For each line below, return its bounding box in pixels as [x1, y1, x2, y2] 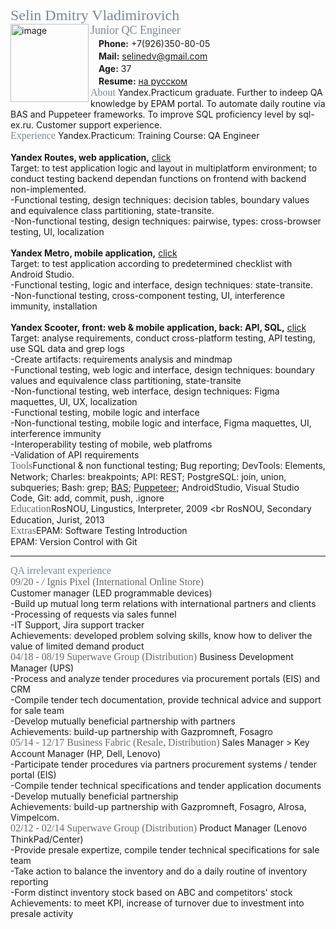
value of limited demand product [10, 640, 145, 652]
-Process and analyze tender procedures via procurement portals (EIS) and [10, 673, 321, 684]
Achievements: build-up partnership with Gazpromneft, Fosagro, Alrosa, [10, 801, 307, 812]
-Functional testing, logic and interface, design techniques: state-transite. [10, 279, 314, 291]
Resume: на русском [98, 75, 188, 87]
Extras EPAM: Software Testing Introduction [10, 525, 188, 536]
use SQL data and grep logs [10, 343, 125, 354]
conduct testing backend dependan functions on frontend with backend [10, 173, 307, 184]
